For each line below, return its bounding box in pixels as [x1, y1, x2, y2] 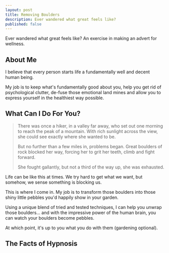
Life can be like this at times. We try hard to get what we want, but [5, 174, 143, 180]
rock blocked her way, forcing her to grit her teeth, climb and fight [17, 149, 155, 155]
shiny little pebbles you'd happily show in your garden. [5, 194, 119, 200]
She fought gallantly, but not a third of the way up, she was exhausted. [17, 164, 164, 170]
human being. [5, 74, 34, 80]
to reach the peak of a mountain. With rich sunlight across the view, [17, 128, 158, 134]
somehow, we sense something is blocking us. [5, 179, 102, 185]
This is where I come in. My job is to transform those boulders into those [5, 189, 156, 195]
